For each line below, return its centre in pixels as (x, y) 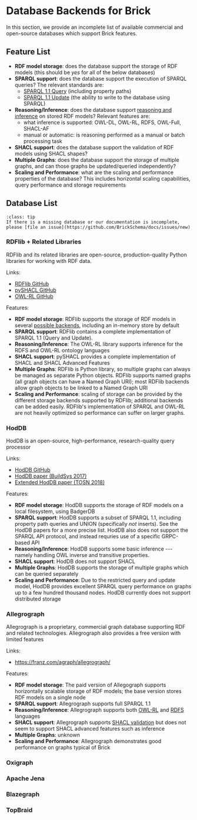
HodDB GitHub (33, 470)
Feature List (28, 52)
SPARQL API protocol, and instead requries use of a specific (87, 536)
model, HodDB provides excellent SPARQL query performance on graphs (103, 586)
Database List (32, 203)
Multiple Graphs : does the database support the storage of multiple (97, 159)
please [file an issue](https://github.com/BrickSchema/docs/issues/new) (98, 227)
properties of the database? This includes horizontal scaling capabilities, (102, 178)
